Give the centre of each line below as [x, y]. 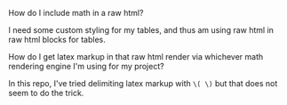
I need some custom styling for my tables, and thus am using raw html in [141, 30]
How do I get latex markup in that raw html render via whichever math [136, 57]
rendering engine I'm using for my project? [87, 66]
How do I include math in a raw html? [76, 13]
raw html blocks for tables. [57, 40]
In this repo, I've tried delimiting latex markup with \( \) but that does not [143, 83]
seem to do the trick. [46, 93]
